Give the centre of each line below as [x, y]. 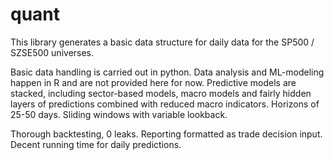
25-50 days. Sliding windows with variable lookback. [119, 114]
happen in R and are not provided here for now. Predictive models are [153, 82]
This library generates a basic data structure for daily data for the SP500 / [162, 42]
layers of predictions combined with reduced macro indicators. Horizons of [165, 104]
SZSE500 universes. [52, 52]
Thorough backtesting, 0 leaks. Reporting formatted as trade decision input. [166, 134]
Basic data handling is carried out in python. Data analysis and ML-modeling [167, 72]
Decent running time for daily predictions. [96, 144]
